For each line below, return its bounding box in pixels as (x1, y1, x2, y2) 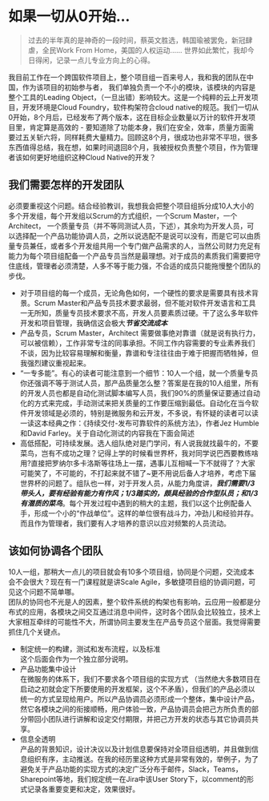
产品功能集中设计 (19, 664, 77, 674)
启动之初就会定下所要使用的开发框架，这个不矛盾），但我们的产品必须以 (19, 684, 255, 694)
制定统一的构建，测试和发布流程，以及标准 (19, 644, 161, 654)
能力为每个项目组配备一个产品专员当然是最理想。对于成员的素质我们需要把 (8, 251, 254, 260)
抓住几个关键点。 (8, 626, 65, 637)
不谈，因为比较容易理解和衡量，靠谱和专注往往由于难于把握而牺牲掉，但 (19, 348, 259, 357)
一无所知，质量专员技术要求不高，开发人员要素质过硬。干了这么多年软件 (19, 308, 259, 317)
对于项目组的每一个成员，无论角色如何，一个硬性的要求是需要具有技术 (19, 288, 252, 297)
